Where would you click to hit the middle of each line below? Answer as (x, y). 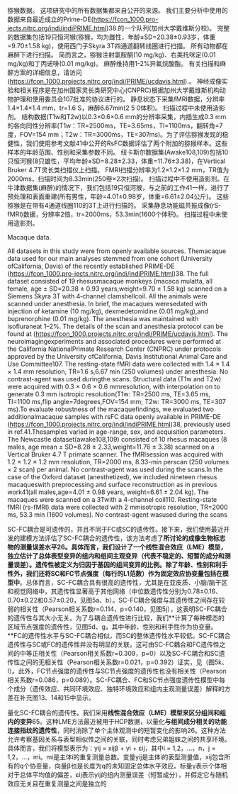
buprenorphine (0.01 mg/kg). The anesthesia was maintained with (103, 319)
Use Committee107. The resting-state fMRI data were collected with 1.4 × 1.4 (119, 364)
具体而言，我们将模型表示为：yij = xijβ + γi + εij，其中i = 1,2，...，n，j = (112, 748)
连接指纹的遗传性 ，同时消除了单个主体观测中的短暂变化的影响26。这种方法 (117, 730)
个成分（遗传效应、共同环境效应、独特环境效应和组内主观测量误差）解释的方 (119, 689)
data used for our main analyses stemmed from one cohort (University (110, 258)
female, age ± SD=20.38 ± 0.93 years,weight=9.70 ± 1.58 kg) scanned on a (117, 289)
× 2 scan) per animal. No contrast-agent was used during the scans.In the (115, 469)
